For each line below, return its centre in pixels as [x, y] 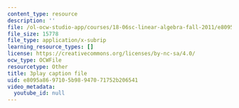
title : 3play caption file [47, 73]
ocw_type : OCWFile [34, 60]
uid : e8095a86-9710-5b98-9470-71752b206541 [73, 80]
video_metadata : [31, 87]
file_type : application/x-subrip [57, 40]
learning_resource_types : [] [51, 47]
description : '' [31, 21]
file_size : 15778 [33, 34]
